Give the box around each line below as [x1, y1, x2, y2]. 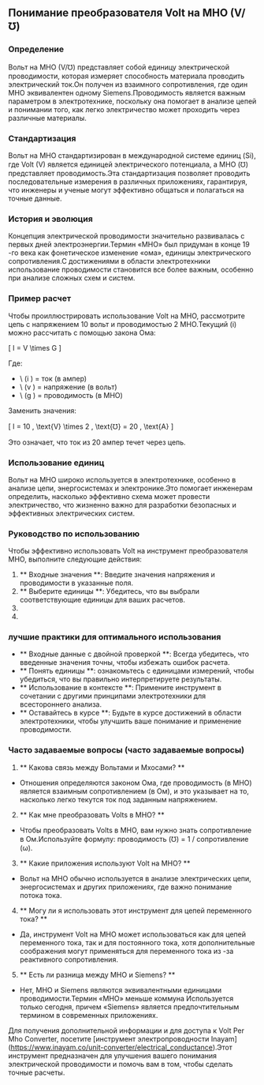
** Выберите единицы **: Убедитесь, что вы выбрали [19, 587, 199, 596]
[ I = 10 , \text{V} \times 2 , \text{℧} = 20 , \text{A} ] [8, 422, 174, 431]
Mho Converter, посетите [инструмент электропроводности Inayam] [8, 1034, 238, 1043]
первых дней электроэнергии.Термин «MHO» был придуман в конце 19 [8, 240, 250, 250]
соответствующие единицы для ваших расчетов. [19, 595, 186, 605]
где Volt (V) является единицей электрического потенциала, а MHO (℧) [8, 160, 248, 169]
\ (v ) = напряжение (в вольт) [19, 382, 117, 392]
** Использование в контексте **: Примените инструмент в [19, 683, 222, 693]
